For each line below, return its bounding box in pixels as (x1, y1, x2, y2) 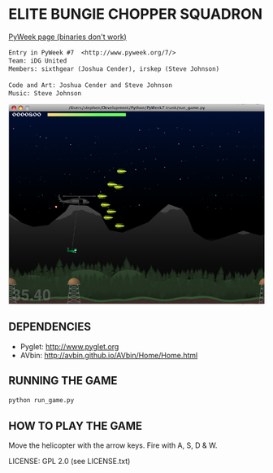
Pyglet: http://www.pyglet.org (19, 341, 119, 351)
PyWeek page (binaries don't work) (8, 32, 128, 42)
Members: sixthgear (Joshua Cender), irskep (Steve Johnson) (8, 64, 220, 73)
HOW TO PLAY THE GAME (8, 418, 142, 432)
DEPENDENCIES (8, 320, 92, 334)
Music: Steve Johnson (8, 89, 82, 98)
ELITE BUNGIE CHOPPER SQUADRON (8, 5, 262, 24)
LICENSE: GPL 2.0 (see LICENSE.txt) (8, 457, 131, 466)
